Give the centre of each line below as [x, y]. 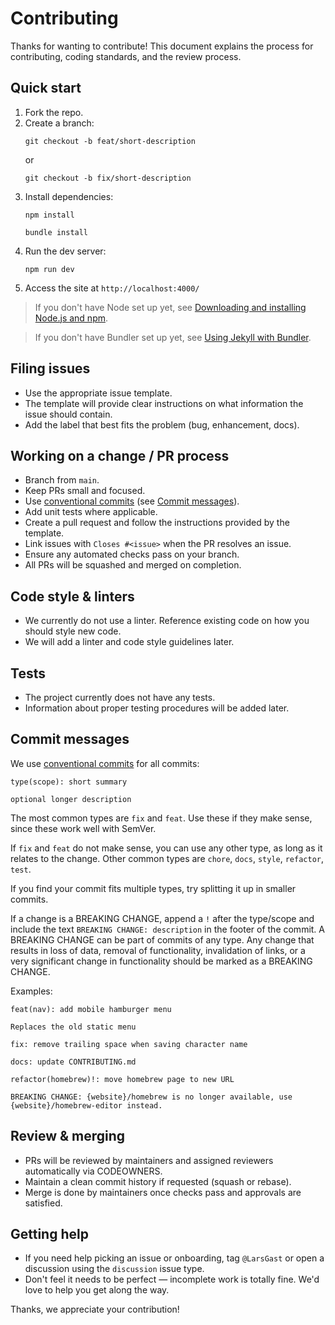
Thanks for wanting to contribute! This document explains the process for [162, 46]
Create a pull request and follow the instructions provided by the [157, 523]
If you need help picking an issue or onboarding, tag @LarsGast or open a [174, 1258]
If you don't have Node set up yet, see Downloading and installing [170, 307]
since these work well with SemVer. [83, 828]
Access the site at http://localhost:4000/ [112, 288]
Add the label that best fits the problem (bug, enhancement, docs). [162, 424]
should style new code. [73, 631]
